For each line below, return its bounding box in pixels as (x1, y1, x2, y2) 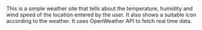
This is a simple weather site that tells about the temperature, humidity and (6, 5, 193, 12)
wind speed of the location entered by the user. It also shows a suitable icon (6, 11, 197, 18)
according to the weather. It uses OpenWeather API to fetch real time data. (6, 18, 192, 24)
